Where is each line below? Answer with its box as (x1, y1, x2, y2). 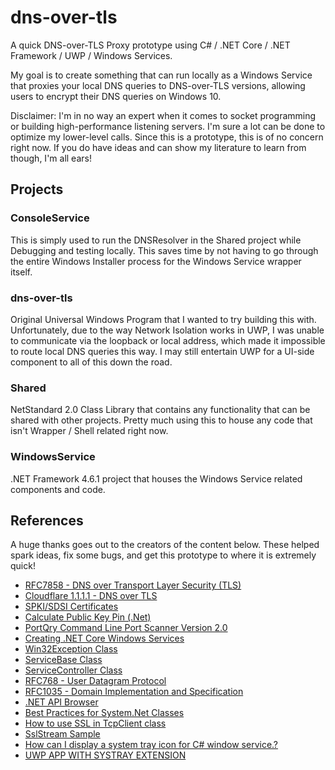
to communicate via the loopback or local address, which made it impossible (10, 334, 326, 346)
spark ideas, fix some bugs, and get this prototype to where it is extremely (10, 549, 317, 561)
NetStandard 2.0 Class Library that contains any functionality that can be (10, 404, 311, 416)
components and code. (10, 483, 106, 495)
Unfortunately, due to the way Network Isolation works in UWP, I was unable (10, 324, 325, 336)
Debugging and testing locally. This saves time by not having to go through (10, 244, 319, 256)
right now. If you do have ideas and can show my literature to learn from (10, 141, 307, 153)
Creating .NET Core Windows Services (24, 632, 185, 645)
